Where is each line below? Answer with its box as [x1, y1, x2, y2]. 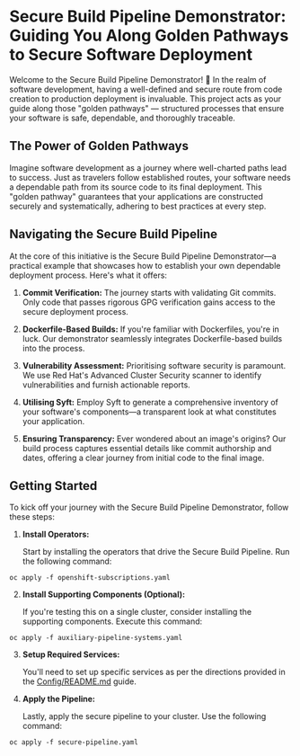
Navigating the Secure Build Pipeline [9, 227, 218, 242]
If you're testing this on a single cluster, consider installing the [22, 607, 252, 618]
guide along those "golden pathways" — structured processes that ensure [9, 102, 285, 113]
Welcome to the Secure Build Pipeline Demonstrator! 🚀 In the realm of [9, 74, 267, 84]
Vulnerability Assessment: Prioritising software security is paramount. [22, 360, 287, 370]
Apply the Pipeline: [22, 694, 96, 705]
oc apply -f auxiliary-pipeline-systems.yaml [9, 634, 182, 643]
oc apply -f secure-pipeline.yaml [9, 738, 139, 747]
